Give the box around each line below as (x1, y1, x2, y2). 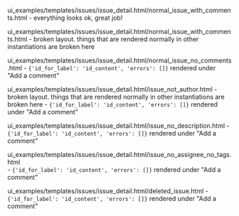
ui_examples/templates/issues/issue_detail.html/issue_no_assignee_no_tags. (7, 151, 232, 158)
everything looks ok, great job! (33, 13, 123, 22)
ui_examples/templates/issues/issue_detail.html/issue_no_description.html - (7, 121, 230, 130)
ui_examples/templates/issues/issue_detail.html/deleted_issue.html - (7, 187, 208, 195)
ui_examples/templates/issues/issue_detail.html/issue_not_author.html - (7, 85, 218, 93)
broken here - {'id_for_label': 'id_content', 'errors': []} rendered (7, 100, 218, 109)
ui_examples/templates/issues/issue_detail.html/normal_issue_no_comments (7, 56, 232, 65)
